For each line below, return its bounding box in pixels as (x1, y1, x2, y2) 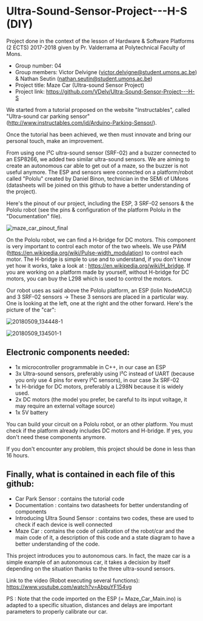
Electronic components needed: (6, 347, 130, 358)
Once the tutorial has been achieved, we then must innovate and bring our (6, 131, 191, 138)
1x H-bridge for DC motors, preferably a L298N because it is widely (15, 383, 184, 390)
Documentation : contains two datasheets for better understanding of (15, 501, 189, 508)
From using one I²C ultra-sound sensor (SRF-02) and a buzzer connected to (6, 149, 197, 156)
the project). (6, 187, 38, 195)
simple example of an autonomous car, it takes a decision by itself (6, 558, 171, 566)
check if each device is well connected (15, 521, 113, 528)
